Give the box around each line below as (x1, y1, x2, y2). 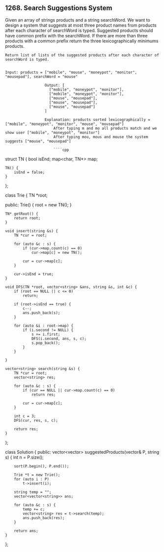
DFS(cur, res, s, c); (14, 418, 58, 423)
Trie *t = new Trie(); (14, 472, 60, 477)
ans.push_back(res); (23, 515, 65, 521)
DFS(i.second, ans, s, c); (31, 336, 87, 341)
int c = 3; (14, 413, 36, 419)
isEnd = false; (14, 170, 45, 175)
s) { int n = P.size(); (5, 454, 44, 460)
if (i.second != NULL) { (23, 327, 74, 333)
